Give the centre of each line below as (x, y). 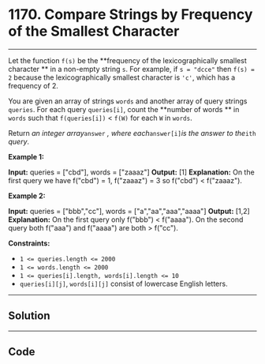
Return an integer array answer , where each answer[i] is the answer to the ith (132, 133)
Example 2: (27, 196)
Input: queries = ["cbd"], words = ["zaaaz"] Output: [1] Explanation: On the (131, 172)
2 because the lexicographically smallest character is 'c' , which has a (122, 77)
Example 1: (26, 156)
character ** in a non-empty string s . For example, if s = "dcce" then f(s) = (131, 69)
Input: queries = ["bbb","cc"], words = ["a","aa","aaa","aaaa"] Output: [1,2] (129, 211)
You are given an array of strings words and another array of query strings (128, 101)
